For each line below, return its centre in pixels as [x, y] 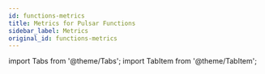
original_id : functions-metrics [63, 38]
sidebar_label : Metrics [49, 31]
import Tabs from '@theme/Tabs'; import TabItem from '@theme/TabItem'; [133, 61]
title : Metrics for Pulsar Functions [72, 23]
